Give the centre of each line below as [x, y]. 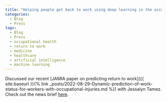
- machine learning [30, 65]
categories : [17, 14]
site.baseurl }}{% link [27, 84]
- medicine [21, 51]
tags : [11, 28]
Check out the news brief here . [37, 95]
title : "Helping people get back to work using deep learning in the [79, 10]
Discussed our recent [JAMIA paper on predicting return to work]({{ [75, 79]
